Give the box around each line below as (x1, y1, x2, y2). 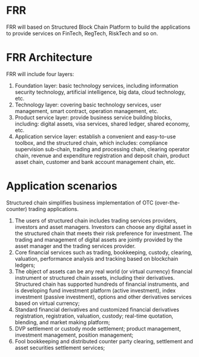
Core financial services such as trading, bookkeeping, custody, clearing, (14, 249, 192, 256)
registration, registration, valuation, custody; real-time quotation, (14, 312, 174, 319)
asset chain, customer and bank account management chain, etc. (14, 158, 176, 165)
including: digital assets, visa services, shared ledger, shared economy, (14, 120, 190, 127)
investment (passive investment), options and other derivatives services (14, 293, 192, 300)
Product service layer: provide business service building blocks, (14, 114, 172, 121)
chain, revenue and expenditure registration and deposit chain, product (14, 152, 189, 159)
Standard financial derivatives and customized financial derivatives (14, 306, 180, 313)
